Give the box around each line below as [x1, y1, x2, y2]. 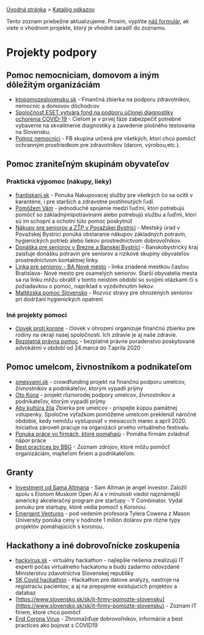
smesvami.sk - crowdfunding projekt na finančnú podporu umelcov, [15, 378, 186, 385]
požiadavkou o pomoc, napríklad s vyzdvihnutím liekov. [15, 282, 155, 290]
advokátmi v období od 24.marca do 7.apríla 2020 [15, 344, 140, 351]
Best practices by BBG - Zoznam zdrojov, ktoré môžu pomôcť [15, 443, 170, 450]
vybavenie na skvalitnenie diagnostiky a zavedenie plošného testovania [15, 122, 195, 129]
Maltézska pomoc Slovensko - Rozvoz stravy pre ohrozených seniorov [15, 288, 193, 296]
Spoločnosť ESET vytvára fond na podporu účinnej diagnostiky [15, 109, 173, 116]
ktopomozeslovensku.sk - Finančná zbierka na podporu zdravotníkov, [15, 96, 191, 103]
